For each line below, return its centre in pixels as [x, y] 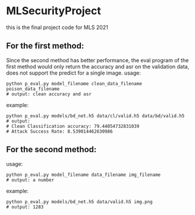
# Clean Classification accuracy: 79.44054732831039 [73, 126]
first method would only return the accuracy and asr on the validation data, [98, 66]
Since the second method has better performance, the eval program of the [97, 60]
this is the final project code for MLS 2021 [57, 27]
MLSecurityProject [54, 11]
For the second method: [51, 150]
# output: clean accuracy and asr [49, 94]
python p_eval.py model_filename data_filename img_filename [84, 175]
